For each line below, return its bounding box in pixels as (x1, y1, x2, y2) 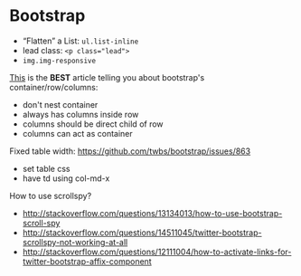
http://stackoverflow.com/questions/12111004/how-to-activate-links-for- (22, 246, 292, 257)
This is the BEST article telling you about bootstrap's (9, 71, 205, 82)
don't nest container (22, 99, 99, 109)
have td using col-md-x (22, 173, 110, 184)
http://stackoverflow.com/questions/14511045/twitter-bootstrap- (22, 227, 262, 238)
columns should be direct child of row (22, 119, 165, 129)
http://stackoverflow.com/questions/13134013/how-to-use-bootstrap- (22, 207, 283, 218)
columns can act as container (22, 128, 133, 138)
